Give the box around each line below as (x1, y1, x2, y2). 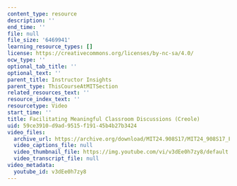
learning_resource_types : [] (7, 43, 93, 50)
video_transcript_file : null (13, 155, 99, 163)
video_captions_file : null (13, 142, 93, 149)
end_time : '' (7, 23, 46, 30)
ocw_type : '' (7, 57, 46, 64)
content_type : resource (7, 10, 78, 18)
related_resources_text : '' (7, 89, 90, 96)
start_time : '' (7, 109, 52, 116)
